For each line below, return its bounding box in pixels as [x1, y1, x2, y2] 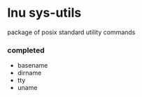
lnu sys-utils [7, 5, 82, 21]
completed [7, 45, 45, 55]
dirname [17, 68, 42, 77]
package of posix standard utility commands [7, 28, 136, 36]
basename [17, 61, 48, 70]
